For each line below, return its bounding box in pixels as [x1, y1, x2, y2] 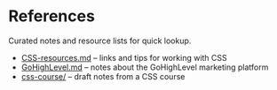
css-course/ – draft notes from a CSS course [20, 71, 186, 81]
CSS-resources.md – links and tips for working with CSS [20, 52, 227, 63]
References [8, 6, 95, 26]
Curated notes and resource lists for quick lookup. [8, 35, 192, 46]
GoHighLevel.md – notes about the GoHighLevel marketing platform [20, 62, 269, 72]
